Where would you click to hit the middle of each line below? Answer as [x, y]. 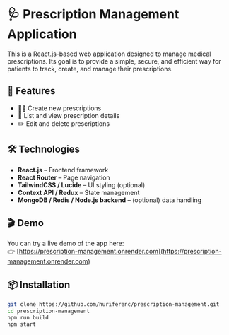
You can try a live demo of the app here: [66, 243]
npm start [22, 324]
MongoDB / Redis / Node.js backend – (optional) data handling [110, 200]
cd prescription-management [49, 311]
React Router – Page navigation [64, 177]
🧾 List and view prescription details [69, 115]
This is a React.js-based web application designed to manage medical [109, 54]
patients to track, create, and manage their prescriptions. [90, 69]
